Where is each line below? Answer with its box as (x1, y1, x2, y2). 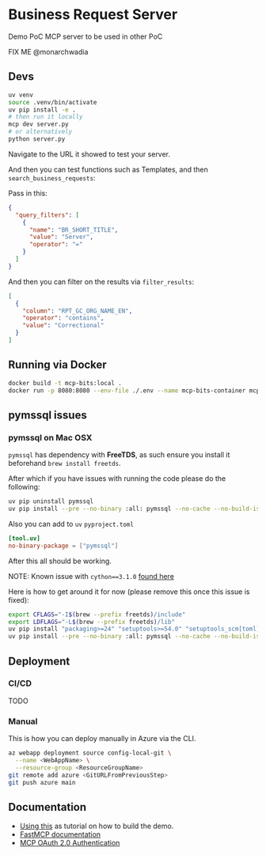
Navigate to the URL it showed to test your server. (8, 149, 171, 159)
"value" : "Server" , (28, 233, 93, 241)
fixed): (8, 595, 29, 604)
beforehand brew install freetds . (8, 459, 121, 468)
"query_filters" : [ (15, 211, 80, 219)
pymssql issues (8, 408, 87, 422)
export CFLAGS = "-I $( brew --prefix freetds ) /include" (8, 611, 186, 619)
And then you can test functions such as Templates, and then (8, 165, 208, 174)
